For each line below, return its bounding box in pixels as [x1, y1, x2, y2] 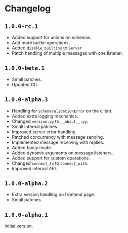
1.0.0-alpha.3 [4, 96, 48, 103]
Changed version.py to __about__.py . [11, 118, 88, 124]
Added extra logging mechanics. [11, 113, 79, 119]
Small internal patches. [11, 123, 59, 129]
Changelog [4, 3, 51, 14]
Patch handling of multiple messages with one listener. [11, 50, 123, 56]
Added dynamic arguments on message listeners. [11, 150, 113, 155]
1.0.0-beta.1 [4, 65, 45, 72]
